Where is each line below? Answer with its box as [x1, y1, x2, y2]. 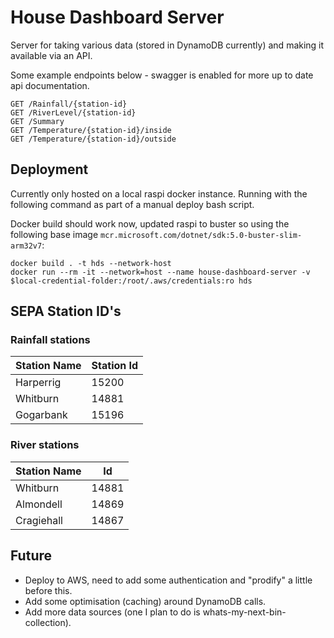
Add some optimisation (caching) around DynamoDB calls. [24, 595, 267, 607]
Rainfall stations [10, 333, 91, 347]
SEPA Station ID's [10, 303, 122, 320]
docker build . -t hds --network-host [10, 258, 172, 268]
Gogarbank [15, 408, 68, 422]
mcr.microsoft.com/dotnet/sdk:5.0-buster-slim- [100, 230, 303, 240]
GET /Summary [10, 116, 65, 126]
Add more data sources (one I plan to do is [24, 606, 201, 618]
